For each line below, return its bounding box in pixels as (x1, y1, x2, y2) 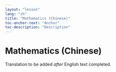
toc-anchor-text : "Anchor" (5, 20, 60, 25)
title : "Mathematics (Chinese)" (5, 16, 70, 21)
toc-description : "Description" (5, 25, 70, 30)
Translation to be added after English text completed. (5, 61, 112, 67)
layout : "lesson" (5, 7, 40, 12)
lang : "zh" (5, 12, 27, 16)
